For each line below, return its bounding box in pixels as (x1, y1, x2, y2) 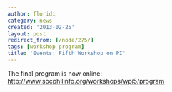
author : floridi (7, 10, 56, 18)
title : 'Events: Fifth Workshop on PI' (7, 50, 126, 57)
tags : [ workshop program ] (7, 43, 84, 50)
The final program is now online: (7, 69, 102, 78)
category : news (7, 17, 53, 24)
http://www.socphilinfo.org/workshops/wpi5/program (7, 76, 165, 85)
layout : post (7, 30, 46, 38)
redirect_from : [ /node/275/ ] (7, 37, 94, 44)
